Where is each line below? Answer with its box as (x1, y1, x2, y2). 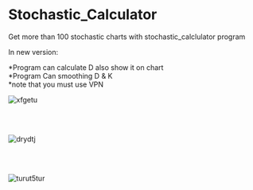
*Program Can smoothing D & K (8, 71, 113, 80)
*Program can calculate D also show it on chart (8, 62, 164, 72)
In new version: (8, 47, 59, 56)
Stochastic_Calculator (8, 6, 158, 24)
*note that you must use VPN (8, 79, 104, 89)
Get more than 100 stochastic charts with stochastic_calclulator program (8, 32, 246, 41)
